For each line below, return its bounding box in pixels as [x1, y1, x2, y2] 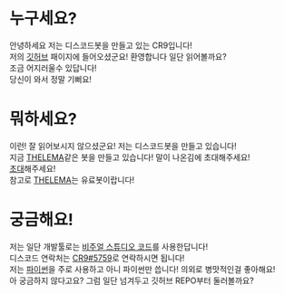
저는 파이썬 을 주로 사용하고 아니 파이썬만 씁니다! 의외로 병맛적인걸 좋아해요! [9, 263, 276, 274]
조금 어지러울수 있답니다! [9, 62, 97, 73]
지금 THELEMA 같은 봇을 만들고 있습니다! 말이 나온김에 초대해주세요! [9, 151, 251, 163]
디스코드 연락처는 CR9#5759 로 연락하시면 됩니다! [9, 252, 185, 263]
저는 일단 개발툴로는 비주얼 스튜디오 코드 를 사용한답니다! [9, 241, 209, 251]
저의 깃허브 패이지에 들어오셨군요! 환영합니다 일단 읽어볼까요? [9, 51, 227, 62]
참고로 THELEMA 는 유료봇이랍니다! [9, 174, 135, 185]
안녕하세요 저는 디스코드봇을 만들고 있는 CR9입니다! [9, 40, 193, 51]
